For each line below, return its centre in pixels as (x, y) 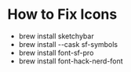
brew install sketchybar (56, 36)
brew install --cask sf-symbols (68, 44)
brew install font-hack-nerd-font (71, 61)
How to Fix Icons (62, 14)
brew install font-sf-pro (56, 52)
